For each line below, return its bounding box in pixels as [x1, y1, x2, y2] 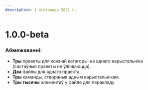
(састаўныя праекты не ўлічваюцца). [12, 63, 91, 69]
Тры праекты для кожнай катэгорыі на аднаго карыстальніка [12, 58, 143, 64]
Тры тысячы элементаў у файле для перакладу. [12, 79, 116, 85]
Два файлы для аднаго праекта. [12, 68, 81, 75]
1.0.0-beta [5, 28, 49, 40]
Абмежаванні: [5, 46, 42, 53]
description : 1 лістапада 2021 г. [5, 7, 77, 12]
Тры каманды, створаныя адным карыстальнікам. [12, 74, 120, 80]
